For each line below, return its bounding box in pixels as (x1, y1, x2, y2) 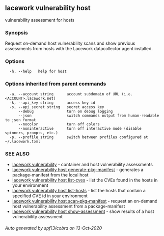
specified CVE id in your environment (12, 193, 88, 199)
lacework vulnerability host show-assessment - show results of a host (12, 208, 155, 214)
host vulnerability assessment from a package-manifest (12, 204, 125, 209)
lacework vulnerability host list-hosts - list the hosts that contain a (12, 188, 146, 193)
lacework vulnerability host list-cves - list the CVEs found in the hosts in (12, 177, 158, 183)
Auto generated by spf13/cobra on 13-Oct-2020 (5, 225, 102, 231)
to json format (5, 118, 36, 122)
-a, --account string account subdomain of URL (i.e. (9, 91, 133, 96)
